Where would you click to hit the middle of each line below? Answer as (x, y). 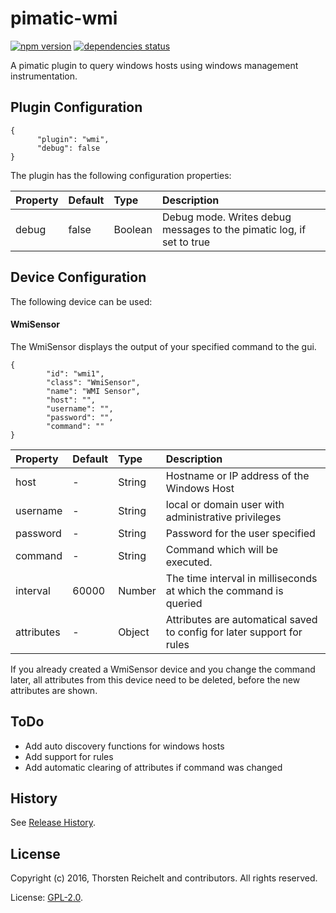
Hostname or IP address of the (237, 475)
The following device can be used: (81, 301)
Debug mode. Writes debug (226, 217)
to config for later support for (234, 632)
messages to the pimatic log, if (234, 229)
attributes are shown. (54, 690)
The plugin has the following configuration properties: (121, 175)
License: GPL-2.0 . (47, 898)
